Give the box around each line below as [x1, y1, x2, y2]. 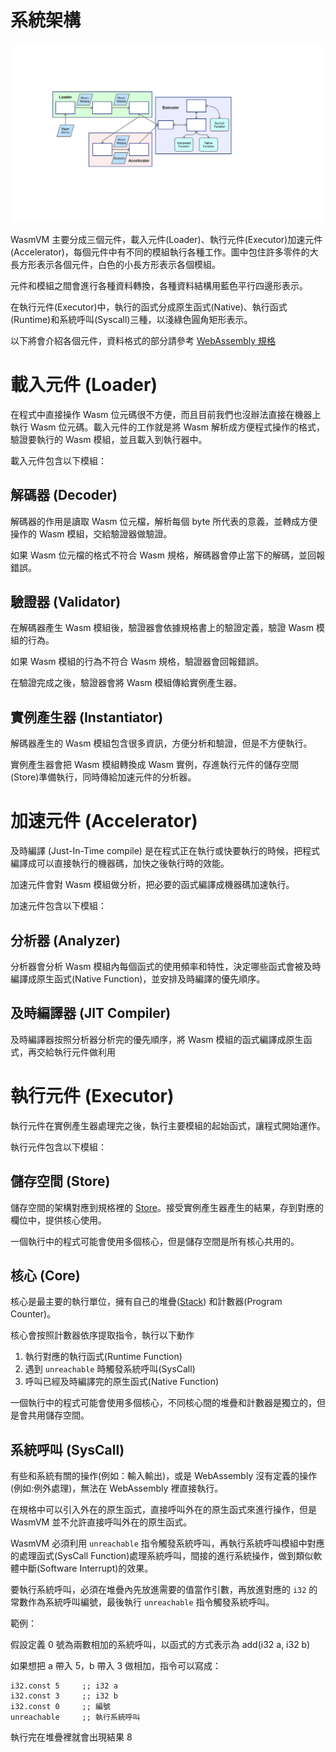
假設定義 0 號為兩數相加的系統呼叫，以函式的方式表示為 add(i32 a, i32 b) [10, 1639, 311, 1651]
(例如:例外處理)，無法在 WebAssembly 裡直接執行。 [10, 1482, 224, 1495]
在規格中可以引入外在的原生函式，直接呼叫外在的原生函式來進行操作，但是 [10, 1504, 317, 1516]
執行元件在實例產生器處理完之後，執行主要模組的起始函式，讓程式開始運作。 [10, 1119, 326, 1131]
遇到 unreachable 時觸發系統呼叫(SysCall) [24, 1363, 196, 1375]
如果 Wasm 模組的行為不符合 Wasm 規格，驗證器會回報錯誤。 [10, 656, 264, 668]
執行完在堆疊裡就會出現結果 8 [10, 1731, 133, 1743]
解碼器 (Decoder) [10, 487, 118, 504]
